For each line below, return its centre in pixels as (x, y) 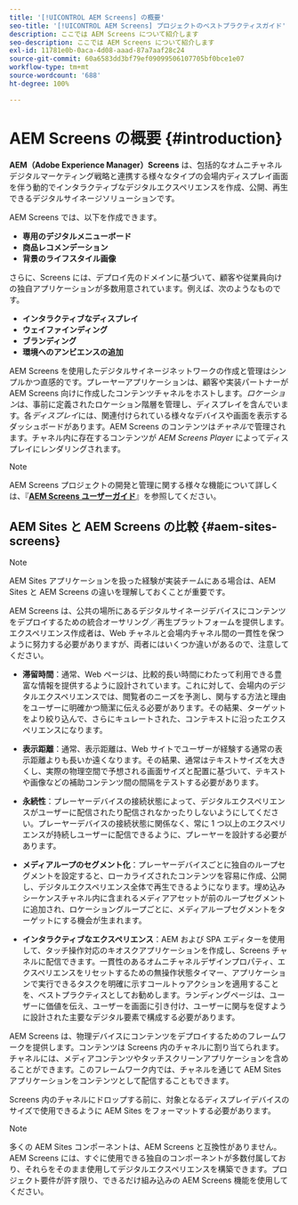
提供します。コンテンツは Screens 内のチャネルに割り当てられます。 (158, 1047)
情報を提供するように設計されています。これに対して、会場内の (154, 686)
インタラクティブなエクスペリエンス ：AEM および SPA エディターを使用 (153, 940)
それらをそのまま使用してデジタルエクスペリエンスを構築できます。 (148, 1169)
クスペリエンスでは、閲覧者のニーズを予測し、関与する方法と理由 (166, 696)
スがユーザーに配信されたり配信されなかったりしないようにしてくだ (146, 812)
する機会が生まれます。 (104, 920)
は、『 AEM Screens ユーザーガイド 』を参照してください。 (115, 496)
